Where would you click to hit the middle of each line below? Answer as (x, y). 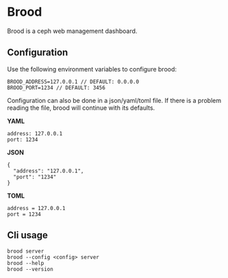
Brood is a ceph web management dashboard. (72, 31)
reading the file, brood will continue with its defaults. (81, 108)
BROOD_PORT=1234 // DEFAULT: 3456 (56, 88)
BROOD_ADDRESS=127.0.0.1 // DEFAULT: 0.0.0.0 (73, 82)
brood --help (26, 263)
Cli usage (27, 235)
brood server (26, 251)
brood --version (30, 269)
